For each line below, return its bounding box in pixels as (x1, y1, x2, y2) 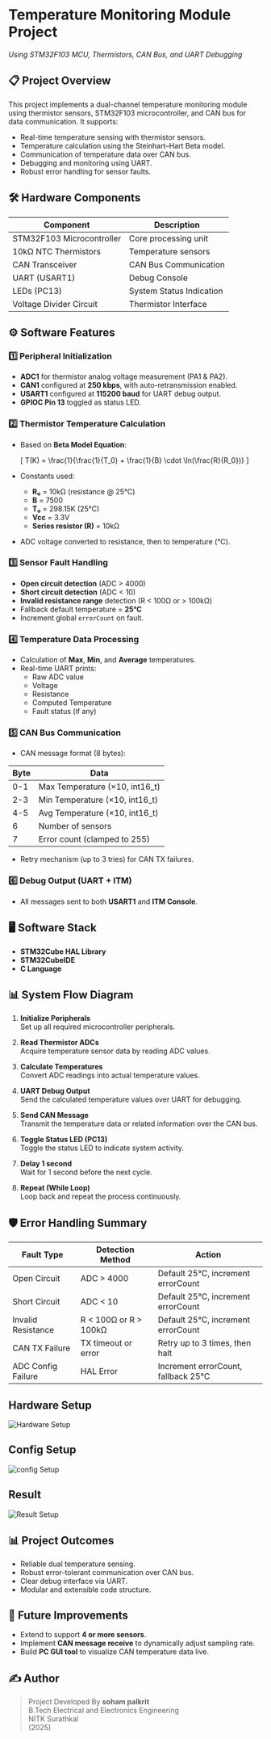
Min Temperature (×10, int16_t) (38, 794, 159, 805)
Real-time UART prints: (19, 664, 97, 674)
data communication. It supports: (8, 116, 119, 126)
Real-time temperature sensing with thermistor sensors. (19, 132, 206, 142)
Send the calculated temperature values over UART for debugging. (19, 1094, 242, 1104)
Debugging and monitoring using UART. (19, 158, 152, 167)
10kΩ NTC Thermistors (12, 246, 101, 257)
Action (194, 1250, 222, 1261)
